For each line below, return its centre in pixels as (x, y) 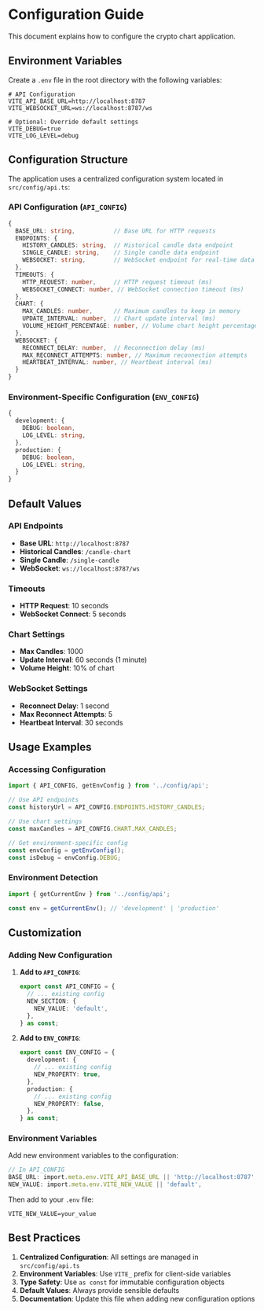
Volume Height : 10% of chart (67, 668)
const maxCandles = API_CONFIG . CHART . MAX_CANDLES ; (93, 828)
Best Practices (44, 1238)
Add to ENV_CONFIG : (50, 1038)
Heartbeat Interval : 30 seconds (71, 722)
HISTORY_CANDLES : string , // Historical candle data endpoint (128, 245)
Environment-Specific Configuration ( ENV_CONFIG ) (104, 397)
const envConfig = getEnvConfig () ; (66, 850)
